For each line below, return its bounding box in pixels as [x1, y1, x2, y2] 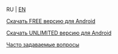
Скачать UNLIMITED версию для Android [6, 29, 112, 36]
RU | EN [6, 6, 26, 13]
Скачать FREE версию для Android [6, 18, 96, 24]
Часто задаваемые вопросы [6, 41, 80, 48]
